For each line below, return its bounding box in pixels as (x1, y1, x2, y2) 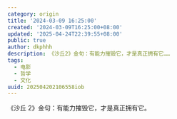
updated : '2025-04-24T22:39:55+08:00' (7, 30, 123, 38)
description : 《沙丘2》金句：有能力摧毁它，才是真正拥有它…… (7, 51, 171, 58)
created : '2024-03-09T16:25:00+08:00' (7, 24, 123, 31)
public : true (7, 37, 46, 44)
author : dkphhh (7, 43, 53, 51)
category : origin (7, 10, 59, 18)
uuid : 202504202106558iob (7, 83, 84, 90)
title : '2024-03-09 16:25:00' (7, 17, 98, 24)
